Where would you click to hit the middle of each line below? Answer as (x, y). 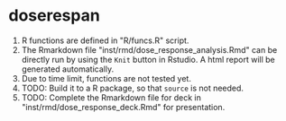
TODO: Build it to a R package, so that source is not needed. (133, 88)
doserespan (54, 16)
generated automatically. (68, 69)
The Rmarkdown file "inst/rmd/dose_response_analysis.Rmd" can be (149, 49)
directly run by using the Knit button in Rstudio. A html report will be (148, 59)
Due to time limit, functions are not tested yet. (106, 78)
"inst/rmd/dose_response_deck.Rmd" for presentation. (123, 107)
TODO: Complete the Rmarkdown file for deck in (111, 97)
